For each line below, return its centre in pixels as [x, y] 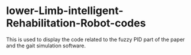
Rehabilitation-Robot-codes [76, 23]
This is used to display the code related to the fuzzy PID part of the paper [96, 39]
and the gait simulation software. [46, 46]
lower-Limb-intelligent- [65, 11]
